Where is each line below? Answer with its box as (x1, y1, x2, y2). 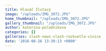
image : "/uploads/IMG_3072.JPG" (5, 12, 71, 17)
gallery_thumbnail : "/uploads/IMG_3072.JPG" (5, 20, 97, 26)
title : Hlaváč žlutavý (5, 7, 51, 12)
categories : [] (5, 30, 36, 34)
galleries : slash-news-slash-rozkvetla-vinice (5, 34, 101, 39)
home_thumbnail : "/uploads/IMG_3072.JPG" (5, 16, 90, 21)
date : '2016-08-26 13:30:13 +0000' (5, 39, 77, 44)
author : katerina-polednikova (5, 25, 67, 30)
